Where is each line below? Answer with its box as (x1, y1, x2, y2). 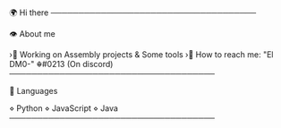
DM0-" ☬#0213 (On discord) (9, 59, 114, 69)
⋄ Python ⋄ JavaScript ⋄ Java (9, 103, 119, 114)
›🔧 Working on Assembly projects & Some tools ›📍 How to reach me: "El (9, 49, 274, 60)
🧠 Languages (9, 86, 58, 96)
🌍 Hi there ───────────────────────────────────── (9, 7, 257, 18)
